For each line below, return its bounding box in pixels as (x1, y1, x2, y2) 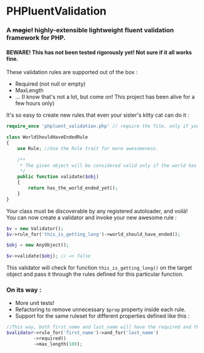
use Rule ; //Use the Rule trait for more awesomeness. (17, 145, 159, 151)
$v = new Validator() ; (6, 225, 64, 231)
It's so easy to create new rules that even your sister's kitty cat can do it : (6, 111, 189, 119)
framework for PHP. (6, 33, 66, 42)
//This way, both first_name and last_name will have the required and (6, 324, 191, 331)
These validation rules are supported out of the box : (6, 69, 138, 76)
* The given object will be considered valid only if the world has (19, 162, 197, 168)
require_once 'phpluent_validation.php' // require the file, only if (6, 123, 189, 129)
